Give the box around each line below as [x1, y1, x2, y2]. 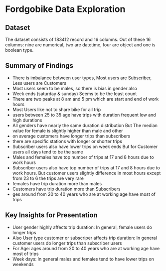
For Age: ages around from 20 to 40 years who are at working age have [12, 245, 160, 251]
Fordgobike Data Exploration [5, 3, 126, 15]
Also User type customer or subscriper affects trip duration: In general [12, 235, 157, 241]
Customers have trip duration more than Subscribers [12, 186, 121, 192]
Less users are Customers [12, 80, 66, 86]
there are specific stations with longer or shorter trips [12, 138, 122, 144]
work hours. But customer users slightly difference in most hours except [12, 170, 161, 176]
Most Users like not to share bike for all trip [12, 106, 101, 113]
